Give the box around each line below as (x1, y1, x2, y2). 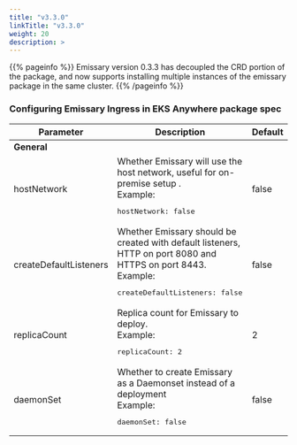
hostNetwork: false (117, 206, 196, 216)
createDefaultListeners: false (117, 288, 243, 297)
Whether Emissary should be (117, 225, 237, 237)
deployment (117, 387, 167, 400)
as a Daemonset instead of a (117, 377, 236, 389)
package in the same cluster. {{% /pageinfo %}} (9, 81, 184, 91)
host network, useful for (117, 165, 217, 178)
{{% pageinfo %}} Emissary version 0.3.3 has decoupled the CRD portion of (9, 62, 286, 73)
